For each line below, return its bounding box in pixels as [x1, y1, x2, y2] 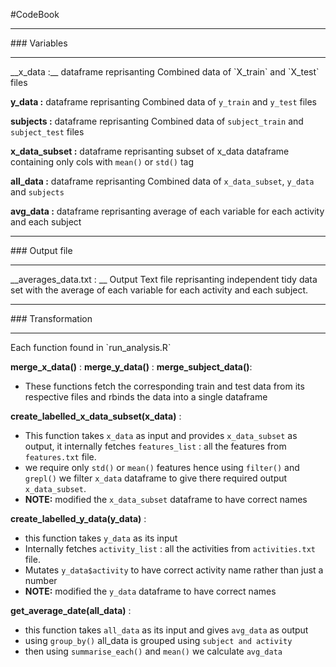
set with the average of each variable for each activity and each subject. [10, 284, 309, 296]
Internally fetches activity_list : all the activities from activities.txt [24, 543, 316, 554]
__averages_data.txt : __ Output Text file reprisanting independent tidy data [10, 274, 318, 285]
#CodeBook [10, 9, 60, 20]
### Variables [10, 37, 68, 49]
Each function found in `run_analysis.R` [10, 342, 172, 353]
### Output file [10, 245, 73, 256]
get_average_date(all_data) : [10, 605, 132, 616]
